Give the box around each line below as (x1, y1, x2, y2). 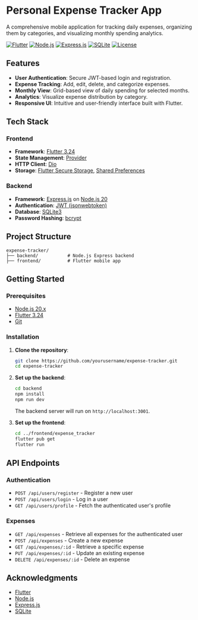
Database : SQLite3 (14, 208, 62, 215)
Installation (6, 333, 40, 341)
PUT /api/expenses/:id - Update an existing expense (14, 549, 144, 556)
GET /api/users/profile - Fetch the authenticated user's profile (14, 502, 171, 509)
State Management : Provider (14, 154, 87, 161)
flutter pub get (14, 436, 55, 442)
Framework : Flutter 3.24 (14, 148, 76, 155)
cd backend (14, 386, 42, 392)
